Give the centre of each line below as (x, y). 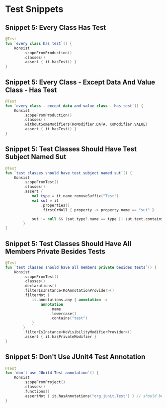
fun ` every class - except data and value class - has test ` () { (74, 106)
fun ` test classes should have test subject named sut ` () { (69, 173)
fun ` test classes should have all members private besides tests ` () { (81, 267)
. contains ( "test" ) (69, 318)
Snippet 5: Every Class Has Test (56, 28)
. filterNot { (37, 295)
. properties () (55, 205)
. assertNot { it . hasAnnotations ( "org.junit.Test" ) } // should (90, 396)
